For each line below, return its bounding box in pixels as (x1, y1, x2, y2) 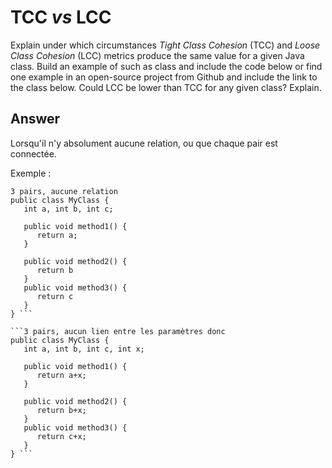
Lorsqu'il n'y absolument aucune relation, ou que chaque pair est (10, 137, 278, 149)
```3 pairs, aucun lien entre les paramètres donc (10, 326, 226, 336)
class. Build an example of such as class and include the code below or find (10, 60, 323, 72)
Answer (10, 111, 61, 128)
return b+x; (36, 405, 87, 415)
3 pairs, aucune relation (10, 186, 118, 196)
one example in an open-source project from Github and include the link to (10, 71, 318, 83)
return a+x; (36, 370, 87, 380)
